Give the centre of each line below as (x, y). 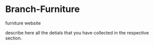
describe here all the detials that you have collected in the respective (77, 32)
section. (14, 38)
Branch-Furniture (43, 9)
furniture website (23, 23)
